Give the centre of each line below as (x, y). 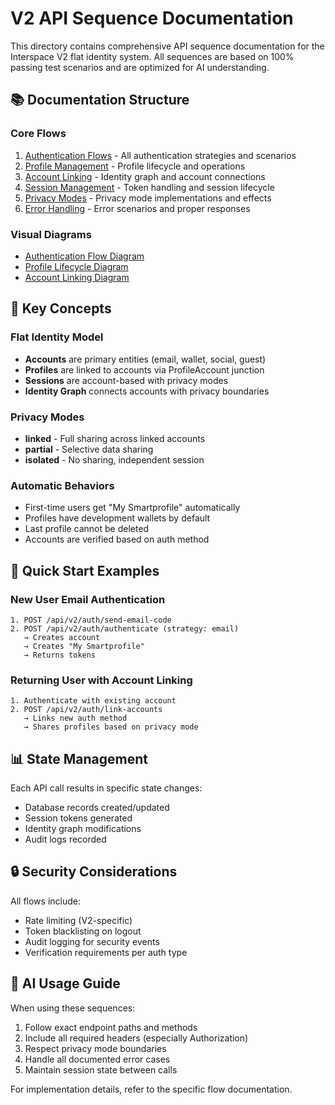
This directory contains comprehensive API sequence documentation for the (167, 46)
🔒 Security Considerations (94, 872)
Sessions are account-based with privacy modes (126, 380)
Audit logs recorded (65, 839)
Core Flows (38, 134)
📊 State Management (79, 758)
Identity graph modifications (83, 828)
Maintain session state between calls (101, 1069)
